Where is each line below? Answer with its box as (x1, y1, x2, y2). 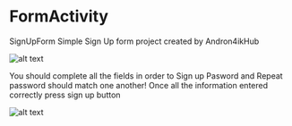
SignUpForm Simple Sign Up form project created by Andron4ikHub (9, 36, 260, 46)
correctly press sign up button (9, 89, 121, 100)
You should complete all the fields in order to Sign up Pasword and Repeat (9, 70, 284, 81)
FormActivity (9, 6, 109, 27)
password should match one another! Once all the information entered (9, 80, 269, 90)
